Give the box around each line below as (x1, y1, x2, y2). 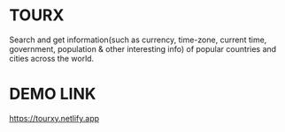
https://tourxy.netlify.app (9, 113, 100, 123)
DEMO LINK (9, 84, 96, 104)
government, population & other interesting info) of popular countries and (9, 43, 277, 54)
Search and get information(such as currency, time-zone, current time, (9, 34, 267, 45)
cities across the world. (9, 53, 95, 63)
